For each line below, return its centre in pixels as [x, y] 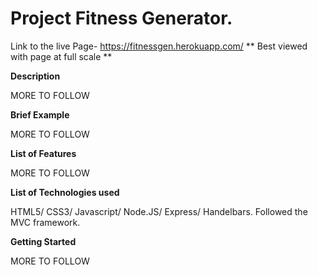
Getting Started [43, 241]
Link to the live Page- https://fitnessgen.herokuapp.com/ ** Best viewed [159, 46]
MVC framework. [45, 222]
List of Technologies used [65, 192]
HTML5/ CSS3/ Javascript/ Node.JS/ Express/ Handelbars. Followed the [159, 211]
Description [35, 76]
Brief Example [40, 114]
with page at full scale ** [61, 56]
